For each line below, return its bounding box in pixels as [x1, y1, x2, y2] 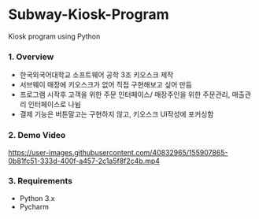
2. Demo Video [8, 130, 66, 141]
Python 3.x [19, 193, 55, 202]
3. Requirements [8, 176, 73, 187]
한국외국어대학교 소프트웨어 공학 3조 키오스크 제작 [19, 70, 174, 80]
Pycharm [19, 202, 50, 211]
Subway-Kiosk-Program [8, 6, 169, 24]
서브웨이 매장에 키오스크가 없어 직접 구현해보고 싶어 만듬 [19, 80, 193, 90]
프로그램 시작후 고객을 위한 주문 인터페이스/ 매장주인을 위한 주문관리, [19, 90, 231, 99]
